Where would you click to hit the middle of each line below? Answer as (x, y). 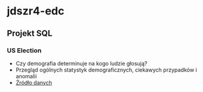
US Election (24, 51)
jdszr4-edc (36, 11)
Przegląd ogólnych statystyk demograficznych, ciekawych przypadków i (106, 70)
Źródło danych (34, 82)
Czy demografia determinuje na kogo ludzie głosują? (82, 63)
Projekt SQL (30, 33)
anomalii (26, 76)
